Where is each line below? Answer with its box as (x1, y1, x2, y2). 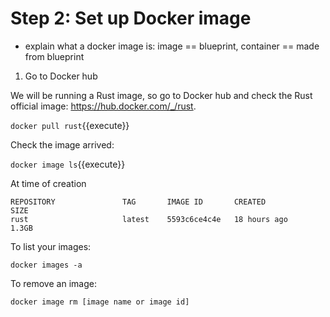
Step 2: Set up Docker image (10, 7, 252, 30)
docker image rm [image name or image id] (10, 297, 190, 307)
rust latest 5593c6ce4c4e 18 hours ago (10, 214, 288, 224)
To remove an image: (10, 277, 97, 289)
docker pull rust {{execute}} (10, 119, 130, 131)
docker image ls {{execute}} (10, 158, 126, 170)
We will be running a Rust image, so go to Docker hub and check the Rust (10, 89, 313, 101)
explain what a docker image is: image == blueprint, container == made (24, 40, 320, 52)
